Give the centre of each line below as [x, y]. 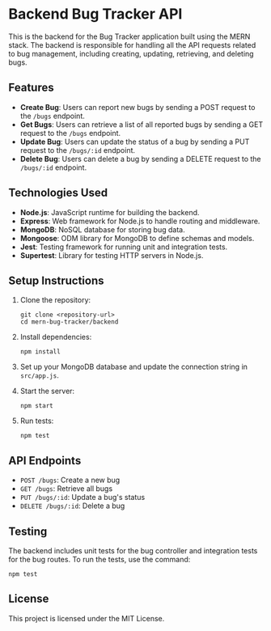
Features [31, 88]
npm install [40, 352]
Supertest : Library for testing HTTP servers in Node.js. [112, 255]
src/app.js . [39, 375]
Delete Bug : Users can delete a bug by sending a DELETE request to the [140, 159]
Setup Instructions [56, 280]
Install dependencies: [56, 337]
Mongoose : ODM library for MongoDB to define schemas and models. [137, 238]
